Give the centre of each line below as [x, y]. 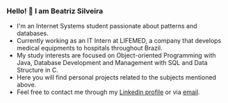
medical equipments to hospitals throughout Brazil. [89, 48]
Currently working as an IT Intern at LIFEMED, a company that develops [119, 41]
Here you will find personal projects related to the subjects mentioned [116, 77]
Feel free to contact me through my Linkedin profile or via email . [108, 92]
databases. [33, 33]
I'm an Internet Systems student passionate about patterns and [107, 26]
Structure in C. [37, 70]
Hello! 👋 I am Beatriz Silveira [55, 11]
